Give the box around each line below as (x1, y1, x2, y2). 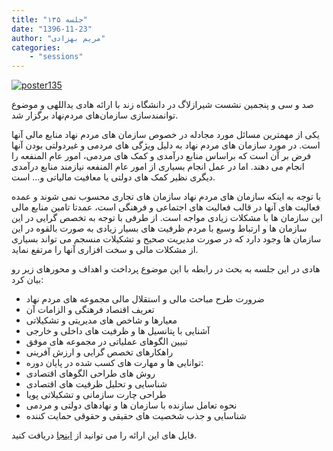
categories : (11, 42, 61, 53)
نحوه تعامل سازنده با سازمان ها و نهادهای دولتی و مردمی (25, 399, 238, 411)
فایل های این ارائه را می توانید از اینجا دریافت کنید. (11, 429, 198, 441)
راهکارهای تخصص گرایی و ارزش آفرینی (25, 346, 174, 358)
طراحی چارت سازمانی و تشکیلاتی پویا (25, 389, 167, 401)
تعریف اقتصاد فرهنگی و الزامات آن (25, 304, 155, 316)
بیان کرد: (11, 274, 44, 286)
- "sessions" (29, 52, 84, 62)
